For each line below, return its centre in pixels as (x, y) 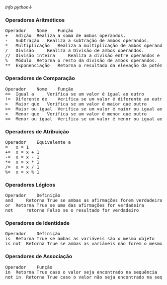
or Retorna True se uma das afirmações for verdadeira (75, 205)
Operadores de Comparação (40, 78)
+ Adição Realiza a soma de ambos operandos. (65, 36)
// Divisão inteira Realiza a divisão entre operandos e (83, 56)
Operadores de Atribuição (37, 131)
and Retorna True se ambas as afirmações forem (70, 200)
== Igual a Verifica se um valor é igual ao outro (75, 94)
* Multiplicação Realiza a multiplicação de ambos (73, 46)
